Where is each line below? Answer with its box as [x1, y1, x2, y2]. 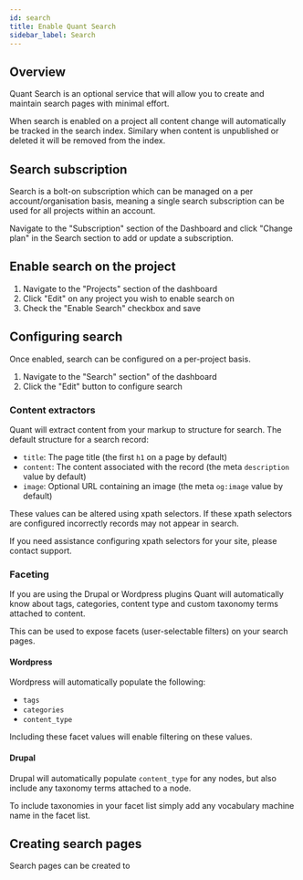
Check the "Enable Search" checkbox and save [22, 302, 201, 313]
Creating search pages [9, 836, 142, 852]
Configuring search [9, 330, 123, 345]
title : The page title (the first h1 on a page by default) [22, 451, 228, 462]
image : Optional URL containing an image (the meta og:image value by [22, 480, 284, 491]
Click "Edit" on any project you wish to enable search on [22, 293, 235, 304]
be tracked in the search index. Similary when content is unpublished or [9, 125, 279, 137]
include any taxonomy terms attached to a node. [9, 782, 192, 793]
